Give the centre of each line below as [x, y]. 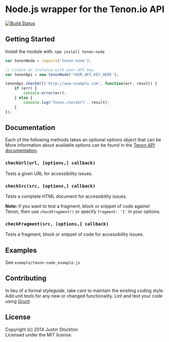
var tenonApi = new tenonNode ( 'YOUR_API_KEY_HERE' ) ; [62, 74]
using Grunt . [18, 301]
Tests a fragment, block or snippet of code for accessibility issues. [75, 234]
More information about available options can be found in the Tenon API [80, 145]
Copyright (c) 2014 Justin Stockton [42, 329]
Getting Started [30, 39]
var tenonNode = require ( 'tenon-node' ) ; [49, 61]
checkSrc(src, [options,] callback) [50, 186]
